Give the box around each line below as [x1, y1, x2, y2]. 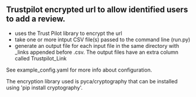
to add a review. [6, 14, 66, 24]
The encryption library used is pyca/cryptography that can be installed [6, 77, 178, 85]
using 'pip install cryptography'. [6, 84, 83, 91]
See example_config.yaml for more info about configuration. [6, 66, 152, 73]
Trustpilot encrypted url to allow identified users [6, 5, 188, 15]
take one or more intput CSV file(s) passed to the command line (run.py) [14, 35, 191, 43]
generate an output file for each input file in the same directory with [14, 42, 179, 49]
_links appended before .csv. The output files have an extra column [14, 48, 179, 56]
